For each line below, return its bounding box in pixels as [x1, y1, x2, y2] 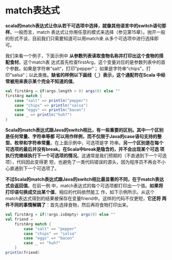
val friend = [5, 216, 33, 222]
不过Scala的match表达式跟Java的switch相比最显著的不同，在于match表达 [5, 176, 164, 182]
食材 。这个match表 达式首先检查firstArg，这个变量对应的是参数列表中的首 [9, 59, 165, 65]
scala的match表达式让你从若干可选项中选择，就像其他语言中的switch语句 [5, 23, 162, 29]
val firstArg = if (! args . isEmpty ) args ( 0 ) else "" [5, 212, 116, 218]
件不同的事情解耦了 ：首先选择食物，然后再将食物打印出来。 [5, 202, 131, 208]
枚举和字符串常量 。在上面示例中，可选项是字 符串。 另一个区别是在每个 [14, 140, 164, 146]
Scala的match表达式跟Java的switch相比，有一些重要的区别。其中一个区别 [5, 127, 164, 133]
